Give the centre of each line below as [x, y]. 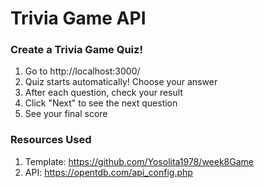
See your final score [66, 114]
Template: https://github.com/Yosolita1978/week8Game [139, 161]
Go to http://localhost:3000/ [82, 71]
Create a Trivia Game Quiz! [76, 50]
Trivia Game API [78, 18]
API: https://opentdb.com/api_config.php [108, 172]
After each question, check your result [103, 93]
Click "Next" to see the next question [101, 103]
